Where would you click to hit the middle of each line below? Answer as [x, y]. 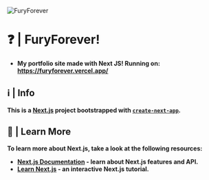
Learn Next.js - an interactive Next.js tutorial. [83, 169]
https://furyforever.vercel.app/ [63, 70]
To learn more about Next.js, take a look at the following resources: [105, 148]
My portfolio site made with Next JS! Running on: [88, 63]
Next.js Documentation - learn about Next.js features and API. [108, 161]
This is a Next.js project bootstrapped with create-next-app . [94, 110]
